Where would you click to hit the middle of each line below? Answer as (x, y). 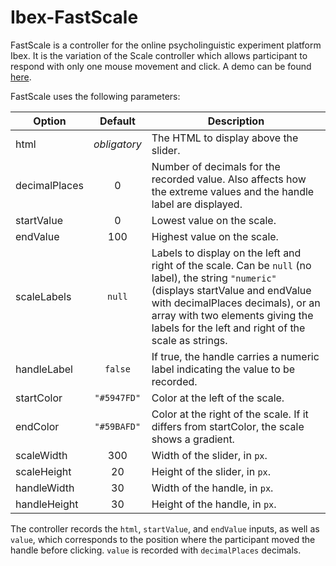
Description (236, 121)
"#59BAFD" (118, 426)
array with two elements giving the (232, 315)
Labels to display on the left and (226, 253)
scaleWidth (41, 455)
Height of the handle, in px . (214, 504)
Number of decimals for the (216, 166)
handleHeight (47, 504)
